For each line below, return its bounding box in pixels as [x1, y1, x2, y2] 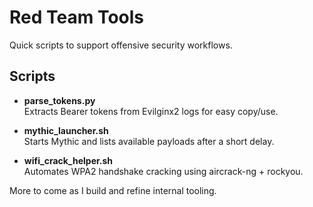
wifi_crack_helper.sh [23, 154, 114, 166]
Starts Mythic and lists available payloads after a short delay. [23, 135, 275, 147]
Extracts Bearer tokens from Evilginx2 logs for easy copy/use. [23, 105, 279, 117]
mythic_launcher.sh [23, 124, 109, 136]
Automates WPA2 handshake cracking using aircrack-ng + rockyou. [23, 165, 304, 177]
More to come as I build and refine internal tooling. [9, 184, 217, 196]
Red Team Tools [9, 6, 145, 29]
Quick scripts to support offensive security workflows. [9, 39, 233, 51]
